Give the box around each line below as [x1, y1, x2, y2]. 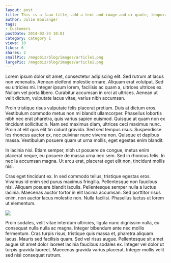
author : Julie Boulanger [5, 17, 58, 22]
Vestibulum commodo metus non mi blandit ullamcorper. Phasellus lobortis [5, 110, 162, 116]
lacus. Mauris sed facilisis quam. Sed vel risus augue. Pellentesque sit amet [5, 236, 164, 242]
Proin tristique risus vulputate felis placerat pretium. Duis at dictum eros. [5, 105, 157, 111]
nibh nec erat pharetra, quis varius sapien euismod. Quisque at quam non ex [5, 115, 165, 122]
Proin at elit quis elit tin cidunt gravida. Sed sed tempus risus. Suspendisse [5, 127, 162, 133]
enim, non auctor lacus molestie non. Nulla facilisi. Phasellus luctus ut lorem [5, 195, 164, 201]
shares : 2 [5, 50, 26, 55]
